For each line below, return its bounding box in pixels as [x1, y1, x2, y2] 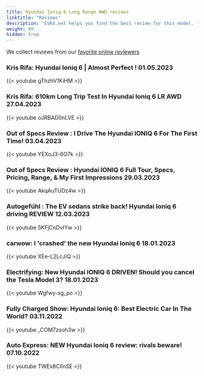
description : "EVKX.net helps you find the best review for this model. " [6, 20, 200, 26]
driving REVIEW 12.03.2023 [6, 210, 90, 218]
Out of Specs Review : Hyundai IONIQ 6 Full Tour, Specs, [6, 165, 175, 174]
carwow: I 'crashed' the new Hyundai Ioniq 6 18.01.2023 [6, 238, 175, 247]
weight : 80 [6, 26, 34, 32]
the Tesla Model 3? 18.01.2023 [6, 275, 98, 284]
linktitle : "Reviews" [6, 15, 61, 21]
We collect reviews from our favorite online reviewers [6, 48, 140, 55]
